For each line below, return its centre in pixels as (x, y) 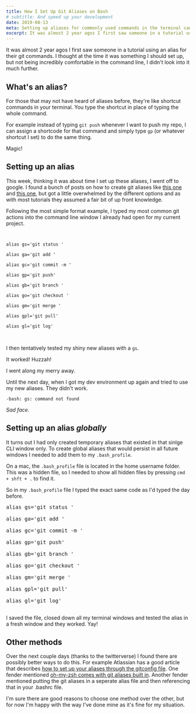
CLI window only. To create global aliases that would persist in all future (92, 449)
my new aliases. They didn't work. (47, 388)
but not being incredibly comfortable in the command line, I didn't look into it (98, 63)
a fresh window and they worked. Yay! (52, 624)
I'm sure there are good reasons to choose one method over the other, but (95, 699)
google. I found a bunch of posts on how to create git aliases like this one (94, 187)
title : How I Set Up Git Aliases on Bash (57, 11)
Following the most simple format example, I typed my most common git (93, 211)
